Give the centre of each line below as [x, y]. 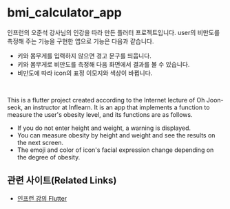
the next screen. [40, 142]
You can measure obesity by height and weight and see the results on [116, 135]
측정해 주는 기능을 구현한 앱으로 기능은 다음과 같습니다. [81, 41]
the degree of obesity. [49, 157]
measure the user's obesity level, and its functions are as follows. [100, 114]
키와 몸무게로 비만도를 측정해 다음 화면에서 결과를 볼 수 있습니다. [103, 64]
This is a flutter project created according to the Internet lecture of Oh [106, 100]
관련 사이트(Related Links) [62, 180]
